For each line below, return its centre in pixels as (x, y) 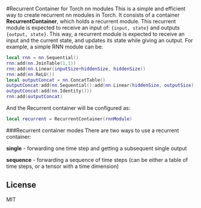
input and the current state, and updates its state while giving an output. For (100, 40)
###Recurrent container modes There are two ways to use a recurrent (93, 130)
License (21, 185)
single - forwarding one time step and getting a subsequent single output (97, 148)
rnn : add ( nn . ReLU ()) (31, 74)
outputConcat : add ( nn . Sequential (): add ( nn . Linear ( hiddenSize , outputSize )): (103, 85)
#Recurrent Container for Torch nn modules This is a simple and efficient (96, 9)
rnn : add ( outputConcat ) (34, 97)
